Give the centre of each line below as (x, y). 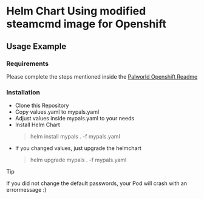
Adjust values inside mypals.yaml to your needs (75, 119)
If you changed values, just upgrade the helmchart (78, 148)
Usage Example (36, 46)
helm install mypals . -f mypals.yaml (75, 137)
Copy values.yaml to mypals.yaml (57, 112)
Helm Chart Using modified (76, 11)
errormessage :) (26, 190)
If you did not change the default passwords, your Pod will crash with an (97, 183)
